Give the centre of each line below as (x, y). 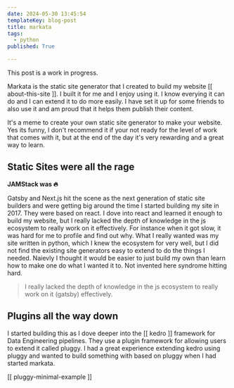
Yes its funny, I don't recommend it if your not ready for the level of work (112, 130)
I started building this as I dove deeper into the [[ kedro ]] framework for (111, 333)
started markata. (31, 363)
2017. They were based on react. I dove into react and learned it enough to (115, 213)
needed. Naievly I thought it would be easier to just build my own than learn (117, 258)
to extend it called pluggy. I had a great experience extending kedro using (114, 348)
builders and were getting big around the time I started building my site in (113, 206)
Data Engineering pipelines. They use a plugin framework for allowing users (117, 340)
